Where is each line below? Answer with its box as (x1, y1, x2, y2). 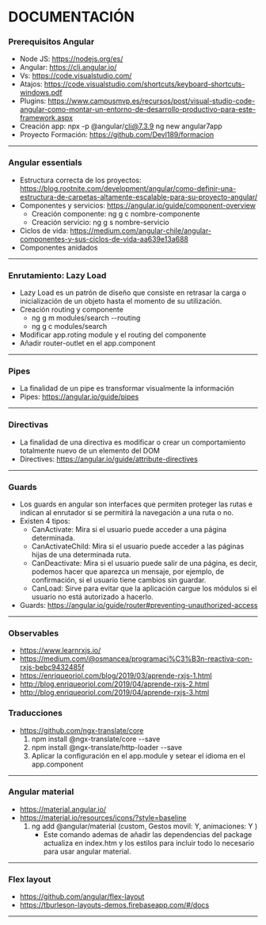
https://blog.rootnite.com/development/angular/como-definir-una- (19, 183, 237, 193)
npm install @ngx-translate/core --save (31, 734, 161, 743)
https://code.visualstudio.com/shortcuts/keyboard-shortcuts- (44, 79, 245, 89)
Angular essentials (8, 157, 82, 168)
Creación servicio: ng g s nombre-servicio (31, 217, 169, 227)
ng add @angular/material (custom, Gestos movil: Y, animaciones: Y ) (31, 821, 258, 831)
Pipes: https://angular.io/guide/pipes (19, 392, 139, 402)
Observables (8, 627, 59, 638)
